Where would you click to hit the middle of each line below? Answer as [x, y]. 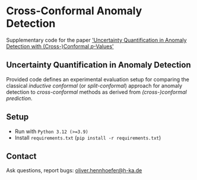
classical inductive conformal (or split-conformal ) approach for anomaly [94, 86]
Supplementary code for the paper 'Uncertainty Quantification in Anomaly [96, 40]
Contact [21, 156]
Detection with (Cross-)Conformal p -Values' [60, 46]
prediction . [19, 98]
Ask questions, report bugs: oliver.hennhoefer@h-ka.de [74, 170]
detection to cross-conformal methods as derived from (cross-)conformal [96, 92]
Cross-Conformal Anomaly [74, 11]
